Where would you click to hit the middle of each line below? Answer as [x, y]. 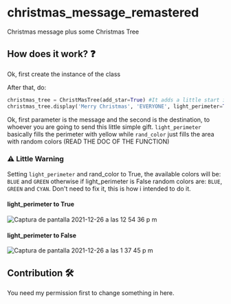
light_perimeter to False [42, 235]
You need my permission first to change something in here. [91, 293]
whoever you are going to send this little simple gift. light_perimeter [104, 127]
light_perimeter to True [41, 204]
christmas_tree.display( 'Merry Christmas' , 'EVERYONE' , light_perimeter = [115, 106]
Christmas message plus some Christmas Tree [73, 32]
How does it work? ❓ [52, 54]
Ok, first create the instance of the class [64, 74]
